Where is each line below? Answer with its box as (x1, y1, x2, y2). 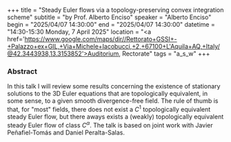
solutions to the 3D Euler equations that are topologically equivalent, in (7, 89, 208, 98)
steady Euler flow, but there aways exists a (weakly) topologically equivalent (7, 113, 224, 121)
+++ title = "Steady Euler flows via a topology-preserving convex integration (7, 6, 224, 14)
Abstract (7, 67, 38, 76)
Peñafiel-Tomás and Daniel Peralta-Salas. (7, 128, 125, 137)
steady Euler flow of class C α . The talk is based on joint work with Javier (7, 119, 213, 129)
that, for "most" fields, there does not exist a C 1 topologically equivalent (7, 104, 211, 113)
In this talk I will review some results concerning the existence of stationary (7, 82, 221, 91)
